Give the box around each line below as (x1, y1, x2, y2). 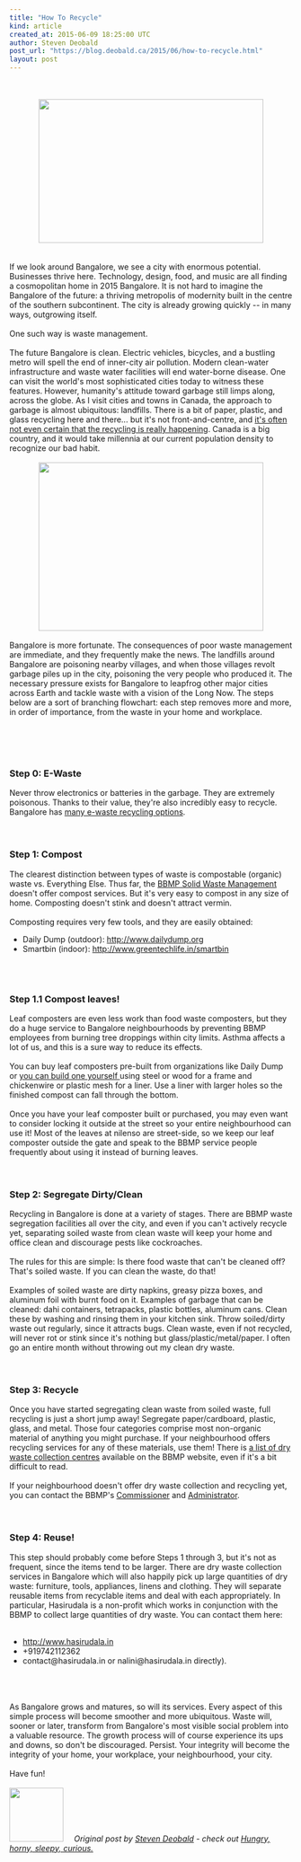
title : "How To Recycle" (9, 13, 102, 22)
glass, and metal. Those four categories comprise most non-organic (9, 1423, 262, 1434)
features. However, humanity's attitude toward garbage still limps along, (9, 385, 276, 396)
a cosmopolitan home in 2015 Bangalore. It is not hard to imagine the (9, 280, 263, 291)
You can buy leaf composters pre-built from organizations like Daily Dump (9, 1061, 284, 1072)
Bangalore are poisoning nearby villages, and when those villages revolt (9, 659, 276, 669)
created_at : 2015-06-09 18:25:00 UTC (9, 30, 151, 39)
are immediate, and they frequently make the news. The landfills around (9, 649, 276, 660)
